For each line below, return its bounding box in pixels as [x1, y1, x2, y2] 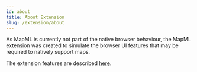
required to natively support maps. [6, 48, 91, 55]
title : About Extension [6, 14, 65, 20]
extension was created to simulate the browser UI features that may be [6, 42, 179, 49]
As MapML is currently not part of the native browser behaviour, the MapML [6, 36, 191, 43]
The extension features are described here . [6, 60, 112, 67]
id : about [6, 8, 31, 15]
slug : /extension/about [6, 19, 65, 25]
